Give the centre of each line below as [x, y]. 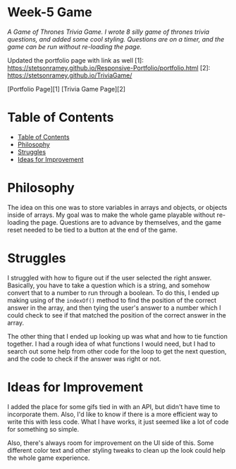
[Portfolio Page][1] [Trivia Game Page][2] [66, 89]
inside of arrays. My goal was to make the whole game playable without [111, 215]
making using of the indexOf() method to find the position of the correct [112, 300]
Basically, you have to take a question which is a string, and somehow [108, 285]
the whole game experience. [49, 458]
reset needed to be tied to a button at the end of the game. [92, 230]
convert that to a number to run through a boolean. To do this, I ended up [113, 292]
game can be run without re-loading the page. [75, 46]
